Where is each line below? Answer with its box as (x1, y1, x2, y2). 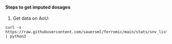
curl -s (5, 25, 22, 30)
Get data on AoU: (12, 15, 50, 21)
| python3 (5, 34, 27, 39)
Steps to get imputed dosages (5, 4, 71, 10)
